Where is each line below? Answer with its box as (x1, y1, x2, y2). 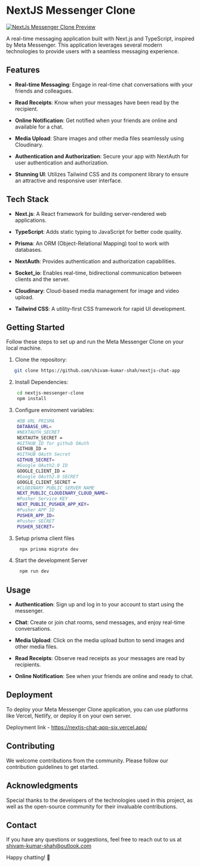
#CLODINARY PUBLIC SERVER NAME (17, 485, 95, 491)
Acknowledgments (6, 781, 79, 791)
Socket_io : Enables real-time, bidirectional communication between (14, 269, 182, 276)
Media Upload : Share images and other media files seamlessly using (14, 135, 184, 142)
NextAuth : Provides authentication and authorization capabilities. (14, 258, 176, 265)
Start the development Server (14, 557, 88, 564)
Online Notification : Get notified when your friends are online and (14, 117, 178, 124)
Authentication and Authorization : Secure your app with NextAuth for (14, 152, 189, 160)
